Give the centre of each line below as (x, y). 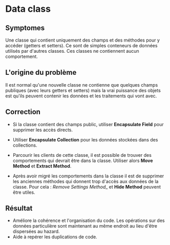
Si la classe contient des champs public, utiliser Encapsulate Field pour (88, 124)
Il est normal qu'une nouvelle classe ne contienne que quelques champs (82, 85)
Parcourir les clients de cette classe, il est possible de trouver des (82, 155)
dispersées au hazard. (36, 232)
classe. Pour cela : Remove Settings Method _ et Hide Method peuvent (87, 187)
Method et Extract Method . (42, 166)
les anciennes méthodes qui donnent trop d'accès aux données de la (86, 181)
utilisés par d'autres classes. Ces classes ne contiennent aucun (72, 51)
